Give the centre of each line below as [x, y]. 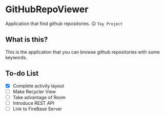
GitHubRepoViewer [47, 9]
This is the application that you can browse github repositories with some [82, 52]
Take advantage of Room [39, 97]
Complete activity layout [38, 86]
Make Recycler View [34, 91]
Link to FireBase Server [37, 109]
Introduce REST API [34, 103]
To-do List [22, 73]
